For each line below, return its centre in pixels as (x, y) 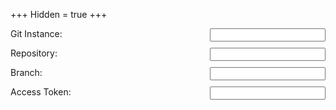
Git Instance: (36, 33)
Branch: (26, 72)
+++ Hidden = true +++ (59, 14)
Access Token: (41, 92)
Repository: (34, 53)
